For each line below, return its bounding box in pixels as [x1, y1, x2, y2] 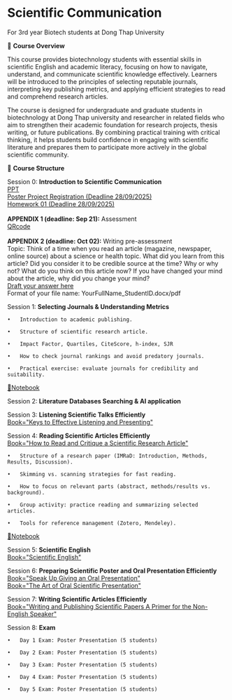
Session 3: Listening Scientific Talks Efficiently [7, 410, 146, 419]
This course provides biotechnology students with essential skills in [7, 55, 202, 64]
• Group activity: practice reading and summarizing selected [7, 501, 198, 508]
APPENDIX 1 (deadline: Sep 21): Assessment [7, 215, 137, 223]
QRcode [7, 222, 31, 230]
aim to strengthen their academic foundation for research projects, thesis [7, 120, 218, 129]
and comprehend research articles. [7, 92, 108, 101]
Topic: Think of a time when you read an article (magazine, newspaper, [7, 244, 212, 252]
